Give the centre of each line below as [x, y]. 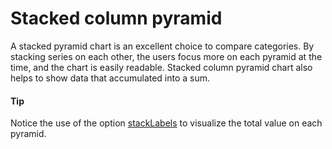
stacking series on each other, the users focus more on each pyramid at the [166, 56]
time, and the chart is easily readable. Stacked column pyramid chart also [161, 67]
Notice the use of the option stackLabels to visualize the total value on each [166, 123]
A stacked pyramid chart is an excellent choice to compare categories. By [162, 46]
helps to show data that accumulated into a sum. [110, 78]
